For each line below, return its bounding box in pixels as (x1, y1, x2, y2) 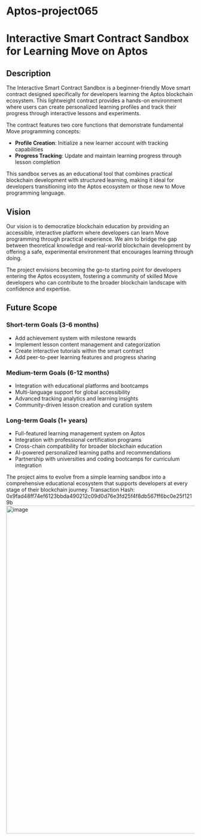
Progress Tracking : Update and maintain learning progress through (14, 152, 182, 160)
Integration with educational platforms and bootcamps (14, 382, 149, 389)
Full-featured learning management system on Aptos (14, 430, 145, 437)
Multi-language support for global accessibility (14, 388, 130, 396)
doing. (6, 255, 22, 262)
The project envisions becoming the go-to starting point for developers (6, 266, 181, 273)
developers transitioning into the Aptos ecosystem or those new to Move (6, 183, 185, 190)
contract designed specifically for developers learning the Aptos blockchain (6, 91, 193, 98)
